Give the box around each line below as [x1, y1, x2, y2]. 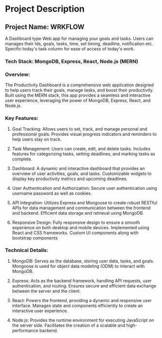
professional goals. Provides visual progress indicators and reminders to [12, 131, 157, 137]
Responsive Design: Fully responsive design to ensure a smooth [12, 220, 140, 225]
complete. [12, 156, 32, 162]
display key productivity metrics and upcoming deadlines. [12, 176, 128, 182]
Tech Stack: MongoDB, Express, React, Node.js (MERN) [5, 58, 138, 65]
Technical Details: [5, 247, 49, 253]
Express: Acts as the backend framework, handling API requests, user [12, 278, 152, 284]
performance [12, 327, 39, 333]
